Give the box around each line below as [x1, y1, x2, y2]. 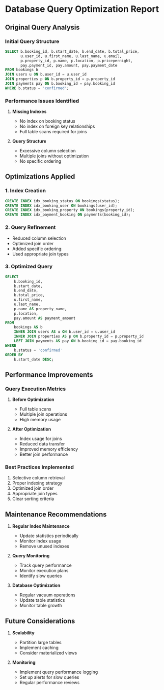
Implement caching [19, 645, 59, 651]
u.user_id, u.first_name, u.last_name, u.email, [20, 53, 122, 59]
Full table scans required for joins [19, 129, 87, 135]
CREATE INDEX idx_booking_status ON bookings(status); [5, 198, 120, 203]
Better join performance [19, 451, 68, 457]
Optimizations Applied [5, 173, 75, 181]
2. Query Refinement [5, 224, 56, 231]
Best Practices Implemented [5, 464, 74, 471]
